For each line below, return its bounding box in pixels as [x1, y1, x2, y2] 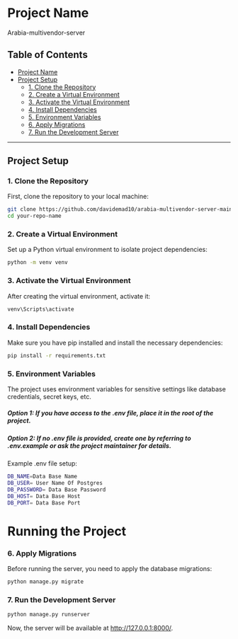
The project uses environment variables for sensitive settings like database [7, 385, 227, 393]
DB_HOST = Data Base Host [7, 493, 81, 500]
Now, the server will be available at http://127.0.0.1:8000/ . [7, 624, 174, 633]
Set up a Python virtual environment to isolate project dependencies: [7, 246, 208, 254]
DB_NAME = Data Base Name [7, 473, 78, 480]
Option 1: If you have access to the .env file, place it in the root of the [7, 408, 214, 417]
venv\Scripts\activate [7, 306, 74, 313]
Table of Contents [7, 49, 89, 61]
